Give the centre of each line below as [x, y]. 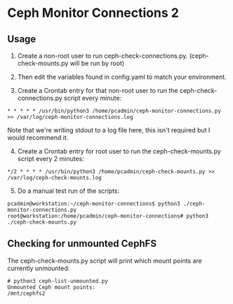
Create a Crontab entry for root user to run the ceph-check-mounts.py [119, 151]
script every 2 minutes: [51, 159]
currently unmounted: [39, 268]
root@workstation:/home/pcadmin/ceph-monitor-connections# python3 [108, 216]
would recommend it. [38, 138]
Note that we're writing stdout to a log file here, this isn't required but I [109, 130]
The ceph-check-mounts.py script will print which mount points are [105, 260]
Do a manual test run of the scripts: [68, 191]
